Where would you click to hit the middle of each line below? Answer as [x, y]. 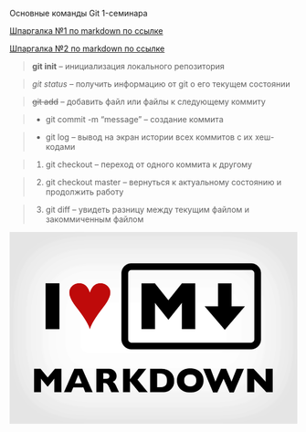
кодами [60, 147]
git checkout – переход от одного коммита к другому [149, 164]
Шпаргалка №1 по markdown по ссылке [86, 31]
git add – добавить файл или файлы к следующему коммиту [149, 101]
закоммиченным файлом [95, 219]
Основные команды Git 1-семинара [79, 13]
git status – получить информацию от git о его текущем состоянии [161, 84]
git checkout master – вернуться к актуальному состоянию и [163, 182]
